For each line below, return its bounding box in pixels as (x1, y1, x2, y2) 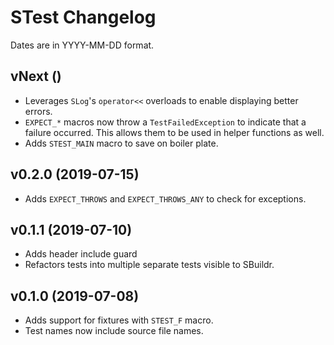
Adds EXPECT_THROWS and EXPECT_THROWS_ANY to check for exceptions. (24, 192, 307, 205)
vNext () (10, 68, 62, 85)
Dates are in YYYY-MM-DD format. (10, 39, 155, 51)
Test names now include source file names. (24, 325, 204, 337)
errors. (24, 105, 53, 117)
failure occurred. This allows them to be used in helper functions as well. (24, 126, 325, 138)
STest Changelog (10, 6, 157, 29)
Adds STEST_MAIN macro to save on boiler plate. (24, 137, 219, 149)
